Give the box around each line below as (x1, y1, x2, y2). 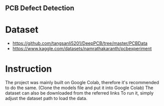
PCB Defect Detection (5, 4, 74, 12)
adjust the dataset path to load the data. (5, 96, 87, 102)
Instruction (5, 63, 52, 74)
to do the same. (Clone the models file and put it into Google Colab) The (5, 85, 153, 91)
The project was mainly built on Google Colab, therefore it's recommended (5, 80, 159, 86)
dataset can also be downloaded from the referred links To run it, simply (5, 90, 154, 96)
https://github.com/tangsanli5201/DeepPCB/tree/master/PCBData (12, 40, 147, 46)
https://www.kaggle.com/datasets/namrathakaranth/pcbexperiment (12, 46, 152, 52)
